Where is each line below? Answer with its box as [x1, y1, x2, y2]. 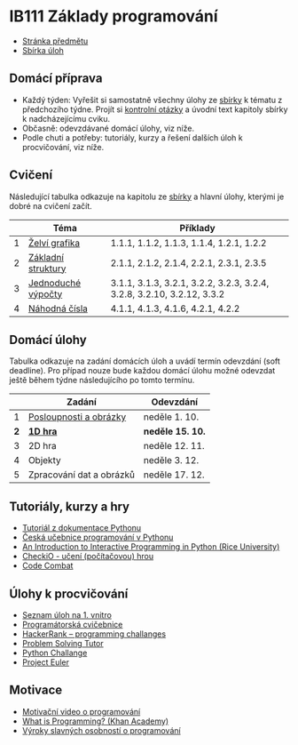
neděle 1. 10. [143, 411, 200, 423]
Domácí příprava [9, 71, 103, 86]
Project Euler [21, 657, 69, 668]
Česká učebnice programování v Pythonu [21, 532, 174, 543]
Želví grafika [27, 236, 81, 249]
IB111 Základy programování [9, 6, 219, 27]
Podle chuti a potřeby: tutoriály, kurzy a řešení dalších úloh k [21, 132, 244, 143]
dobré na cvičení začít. [9, 200, 93, 211]
